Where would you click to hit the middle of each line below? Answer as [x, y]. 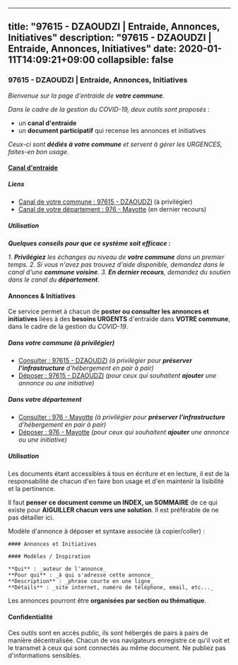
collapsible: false [135, 60]
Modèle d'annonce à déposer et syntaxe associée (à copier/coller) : [107, 531]
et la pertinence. [32, 489]
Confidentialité [30, 617]
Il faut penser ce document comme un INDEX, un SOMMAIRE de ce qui [113, 502]
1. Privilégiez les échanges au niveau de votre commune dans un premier [116, 257]
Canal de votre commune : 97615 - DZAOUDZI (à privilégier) [105, 202]
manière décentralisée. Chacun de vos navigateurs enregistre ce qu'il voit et [119, 640]
